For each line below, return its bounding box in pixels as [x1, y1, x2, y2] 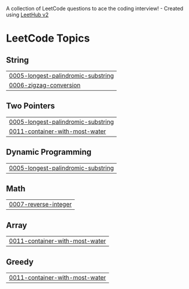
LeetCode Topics [6, 32, 90, 45]
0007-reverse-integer [9, 200, 72, 209]
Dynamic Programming [6, 147, 92, 157]
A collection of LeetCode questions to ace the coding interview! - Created [6, 5, 184, 12]
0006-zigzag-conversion [9, 81, 80, 89]
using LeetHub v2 [6, 11, 49, 18]
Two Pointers [6, 101, 55, 111]
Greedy [6, 257, 34, 267]
